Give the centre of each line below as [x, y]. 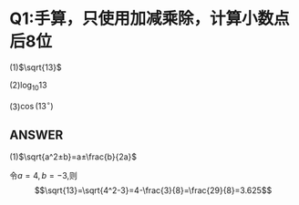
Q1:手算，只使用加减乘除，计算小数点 [149, 19]
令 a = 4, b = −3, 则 [43, 176]
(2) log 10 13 [28, 86]
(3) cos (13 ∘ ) [31, 106]
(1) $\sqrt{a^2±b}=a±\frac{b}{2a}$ [73, 157]
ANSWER [36, 134]
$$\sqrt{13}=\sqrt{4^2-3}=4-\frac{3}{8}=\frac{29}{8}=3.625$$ [153, 190]
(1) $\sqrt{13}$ [36, 67]
